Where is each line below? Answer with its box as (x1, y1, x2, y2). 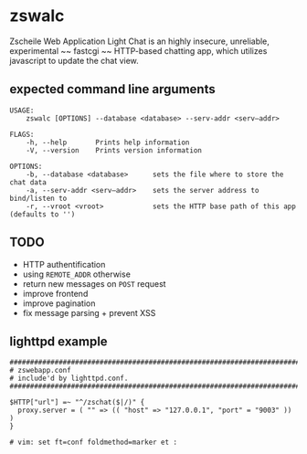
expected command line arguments (9, 81, 217, 97)
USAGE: (9, 106, 35, 115)
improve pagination (22, 298, 96, 309)
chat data (9, 177, 48, 187)
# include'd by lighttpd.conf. (9, 374, 129, 384)
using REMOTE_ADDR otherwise (22, 269, 131, 280)
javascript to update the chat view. (9, 55, 139, 66)
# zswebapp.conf (9, 366, 71, 375)
